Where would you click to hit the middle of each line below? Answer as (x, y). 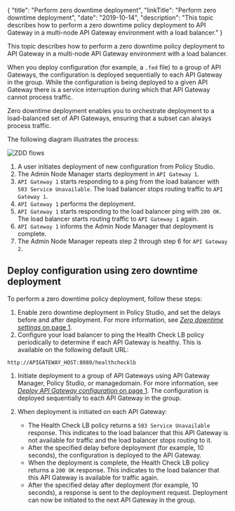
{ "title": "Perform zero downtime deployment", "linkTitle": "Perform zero (112, 10)
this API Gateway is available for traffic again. (93, 477)
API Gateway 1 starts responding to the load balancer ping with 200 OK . (119, 211)
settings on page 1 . (45, 327)
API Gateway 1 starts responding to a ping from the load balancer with (118, 181)
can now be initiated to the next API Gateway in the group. (112, 500)
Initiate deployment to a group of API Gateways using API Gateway (114, 375)
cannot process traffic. (40, 97)
